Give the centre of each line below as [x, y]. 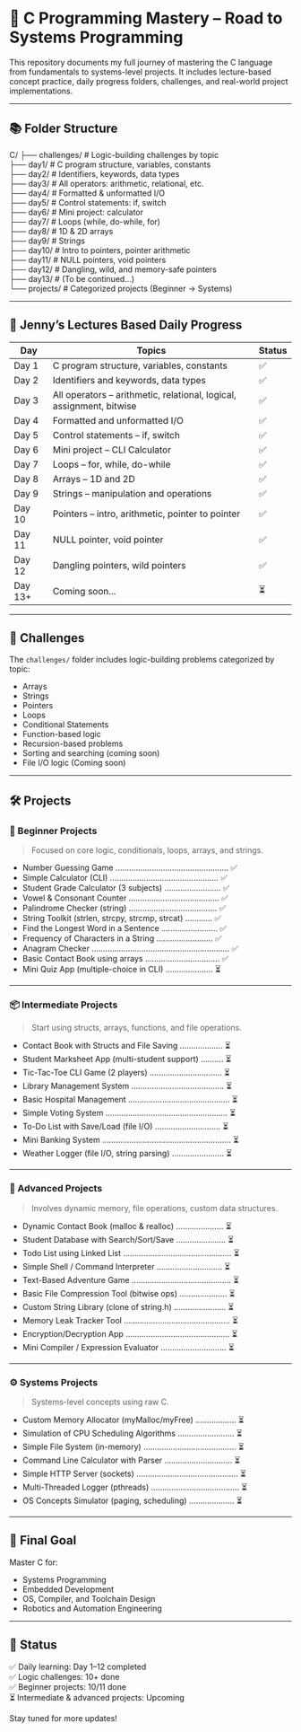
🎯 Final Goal [43, 1540]
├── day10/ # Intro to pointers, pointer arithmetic [100, 250]
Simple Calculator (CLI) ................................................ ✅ [125, 878]
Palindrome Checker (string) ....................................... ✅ [124, 908]
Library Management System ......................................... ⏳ [127, 1086]
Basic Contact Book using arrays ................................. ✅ [125, 959]
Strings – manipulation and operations [132, 493]
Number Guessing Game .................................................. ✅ [129, 868]
